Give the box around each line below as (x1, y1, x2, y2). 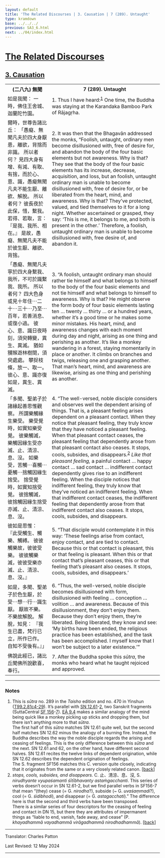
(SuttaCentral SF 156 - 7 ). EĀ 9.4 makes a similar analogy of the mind (12, 709, 150, 715)
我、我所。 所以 (7, 283, 44, 290)
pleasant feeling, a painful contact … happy (52, 457, 152, 464)
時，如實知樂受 (7, 425, 43, 431)
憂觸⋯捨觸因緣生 (7, 469, 48, 476)
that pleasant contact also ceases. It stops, (52, 444, 151, 451)
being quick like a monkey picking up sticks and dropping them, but (12, 714, 149, 720)
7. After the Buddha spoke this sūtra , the (52, 653, 145, 660)
